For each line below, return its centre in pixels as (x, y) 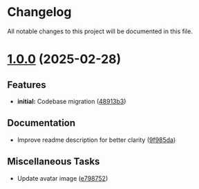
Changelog (39, 12)
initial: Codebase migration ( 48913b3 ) (72, 101)
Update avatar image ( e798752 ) (63, 178)
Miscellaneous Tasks (54, 162)
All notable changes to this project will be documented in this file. (100, 31)
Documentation (41, 123)
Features (27, 85)
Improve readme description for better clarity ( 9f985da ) (96, 140)
